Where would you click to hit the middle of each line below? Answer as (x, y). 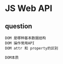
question (19, 26)
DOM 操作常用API (20, 43)
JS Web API (29, 8)
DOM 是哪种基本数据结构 (25, 38)
